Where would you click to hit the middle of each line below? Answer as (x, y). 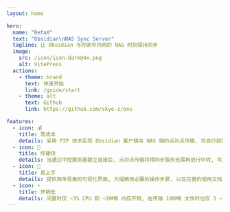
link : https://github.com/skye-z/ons (79, 109)
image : (22, 52)
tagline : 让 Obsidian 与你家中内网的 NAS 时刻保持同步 (85, 45)
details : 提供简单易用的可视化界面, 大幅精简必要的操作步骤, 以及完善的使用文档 (120, 179)
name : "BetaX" (33, 32)
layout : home (25, 13)
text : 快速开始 (44, 83)
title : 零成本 (37, 134)
